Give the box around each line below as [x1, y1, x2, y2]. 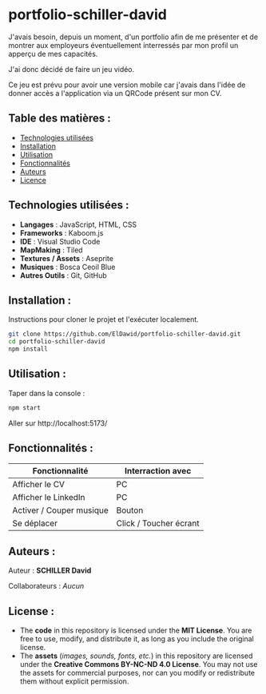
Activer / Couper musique [12, 505, 109, 516]
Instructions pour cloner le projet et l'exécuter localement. [8, 315, 200, 324]
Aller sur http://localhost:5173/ [8, 418, 108, 428]
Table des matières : [8, 112, 112, 125]
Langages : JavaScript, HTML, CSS [19, 220, 137, 229]
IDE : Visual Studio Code [19, 236, 101, 246]
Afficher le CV [12, 478, 66, 490]
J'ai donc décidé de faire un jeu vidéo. [8, 64, 135, 73]
